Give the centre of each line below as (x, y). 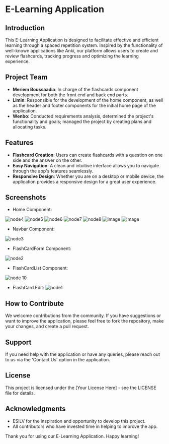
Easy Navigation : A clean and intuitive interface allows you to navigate (86, 165)
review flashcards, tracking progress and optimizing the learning (72, 56)
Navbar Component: (33, 229)
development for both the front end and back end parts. (70, 95)
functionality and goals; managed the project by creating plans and (82, 121)
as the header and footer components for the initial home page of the (84, 105)
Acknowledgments (36, 409)
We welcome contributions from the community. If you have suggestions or (83, 315)
